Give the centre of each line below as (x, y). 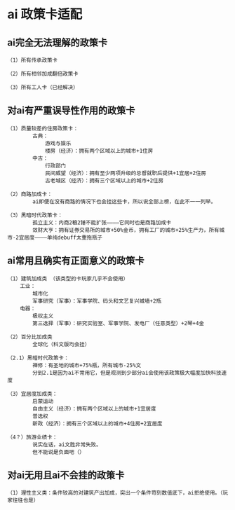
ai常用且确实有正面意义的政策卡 (76, 261)
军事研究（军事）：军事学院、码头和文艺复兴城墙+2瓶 (97, 301)
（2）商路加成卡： (30, 194)
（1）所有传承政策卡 (33, 60)
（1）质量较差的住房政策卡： (43, 128)
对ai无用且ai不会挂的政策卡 (66, 475)
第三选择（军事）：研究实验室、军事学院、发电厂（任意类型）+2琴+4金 (119, 323)
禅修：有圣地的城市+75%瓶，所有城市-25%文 (87, 365)
